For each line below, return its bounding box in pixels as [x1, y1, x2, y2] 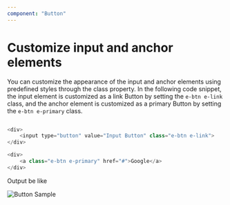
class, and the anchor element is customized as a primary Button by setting [7, 99, 222, 108]
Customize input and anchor [7, 39, 174, 55]
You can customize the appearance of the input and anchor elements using [7, 77, 221, 86]
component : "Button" [7, 10, 67, 17]
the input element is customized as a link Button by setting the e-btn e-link [7, 92, 223, 100]
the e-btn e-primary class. [7, 106, 83, 115]
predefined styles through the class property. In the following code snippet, [7, 84, 222, 93]
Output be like [7, 177, 47, 185]
